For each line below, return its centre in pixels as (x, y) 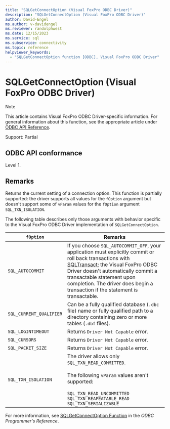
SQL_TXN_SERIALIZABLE (93, 403)
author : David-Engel (27, 19)
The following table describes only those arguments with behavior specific (83, 219)
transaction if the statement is (102, 290)
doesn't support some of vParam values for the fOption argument (73, 204)
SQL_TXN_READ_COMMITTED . (96, 362)
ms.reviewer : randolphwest (34, 29)
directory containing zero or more (107, 317)
